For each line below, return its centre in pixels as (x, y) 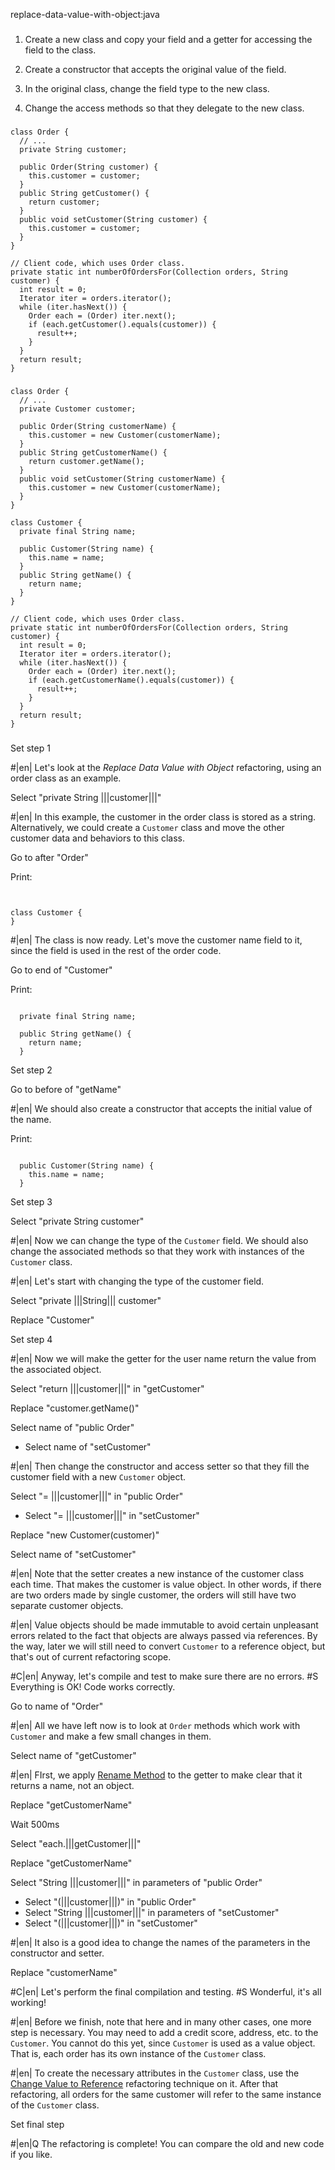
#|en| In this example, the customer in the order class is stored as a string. (163, 816)
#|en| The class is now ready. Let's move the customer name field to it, (156, 940)
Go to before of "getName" (66, 1089)
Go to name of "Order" (57, 1706)
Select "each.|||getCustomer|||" (76, 1843)
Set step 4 (31, 1339)
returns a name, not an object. (72, 1785)
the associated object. (56, 1369)
